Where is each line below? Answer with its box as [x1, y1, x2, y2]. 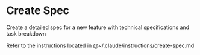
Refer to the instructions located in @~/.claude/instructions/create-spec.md [6, 42, 195, 49]
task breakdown [6, 30, 46, 37]
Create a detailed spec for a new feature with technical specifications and [6, 24, 190, 31]
